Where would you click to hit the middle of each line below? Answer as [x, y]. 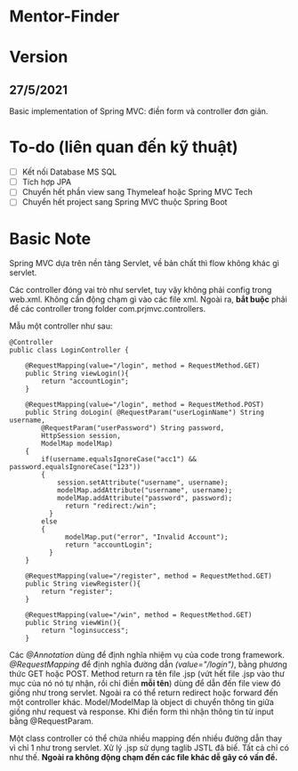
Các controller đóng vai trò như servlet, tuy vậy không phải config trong [141, 290]
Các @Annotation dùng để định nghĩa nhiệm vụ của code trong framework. [147, 655]
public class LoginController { [69, 350]
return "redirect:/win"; [111, 506]
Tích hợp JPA [47, 182]
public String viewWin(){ [73, 623]
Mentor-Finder [64, 16]
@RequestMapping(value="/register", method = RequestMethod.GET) [149, 576]
